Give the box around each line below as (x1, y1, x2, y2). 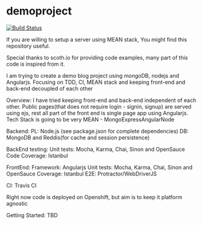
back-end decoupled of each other (6, 84, 93, 92)
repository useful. (6, 42, 50, 49)
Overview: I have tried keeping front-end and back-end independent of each (6, 97, 197, 104)
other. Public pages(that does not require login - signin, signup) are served (6, 103, 192, 110)
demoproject (6, 4, 72, 18)
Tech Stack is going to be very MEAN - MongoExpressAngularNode (6, 116, 175, 123)
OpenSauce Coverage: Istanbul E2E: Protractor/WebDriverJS (6, 170, 157, 177)
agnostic (6, 200, 28, 207)
